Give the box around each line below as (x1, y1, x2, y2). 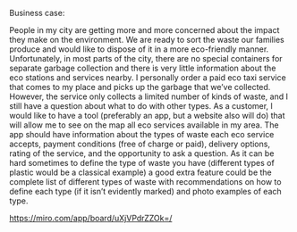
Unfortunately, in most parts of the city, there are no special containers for (9, 54, 284, 63)
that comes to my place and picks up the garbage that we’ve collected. (9, 82, 271, 92)
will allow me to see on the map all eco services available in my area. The (9, 120, 279, 130)
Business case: (9, 8, 65, 18)
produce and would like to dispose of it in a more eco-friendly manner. (9, 44, 269, 54)
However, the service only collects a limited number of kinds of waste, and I (9, 91, 289, 102)
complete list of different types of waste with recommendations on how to (9, 177, 282, 186)
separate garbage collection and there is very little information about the (9, 62, 276, 73)
